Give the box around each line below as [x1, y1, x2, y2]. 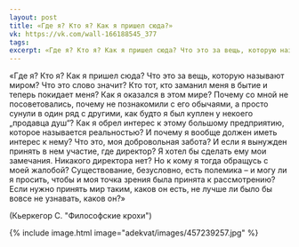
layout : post [9, 12, 58, 22]
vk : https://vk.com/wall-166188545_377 [9, 29, 158, 38]
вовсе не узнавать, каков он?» [9, 193, 126, 204]
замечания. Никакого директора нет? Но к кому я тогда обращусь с [9, 155, 269, 166]
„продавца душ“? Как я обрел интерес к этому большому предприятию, [9, 117, 285, 129]
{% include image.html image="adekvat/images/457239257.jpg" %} [9, 227, 259, 238]
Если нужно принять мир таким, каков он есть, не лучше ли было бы [9, 184, 273, 195]
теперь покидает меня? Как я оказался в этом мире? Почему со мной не [9, 90, 289, 100]
